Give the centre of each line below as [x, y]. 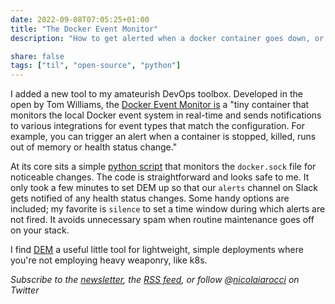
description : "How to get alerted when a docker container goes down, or [167, 38]
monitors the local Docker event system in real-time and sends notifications [166, 115]
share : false [37, 56]
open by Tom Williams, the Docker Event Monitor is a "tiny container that [160, 105]
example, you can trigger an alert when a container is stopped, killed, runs [163, 137]
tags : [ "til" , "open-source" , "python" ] [96, 66]
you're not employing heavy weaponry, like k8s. [109, 260]
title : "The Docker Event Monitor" [84, 29]
